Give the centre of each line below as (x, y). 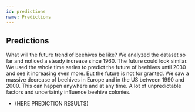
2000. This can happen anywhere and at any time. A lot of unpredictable (94, 86)
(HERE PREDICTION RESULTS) (52, 104)
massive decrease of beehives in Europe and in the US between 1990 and (95, 80)
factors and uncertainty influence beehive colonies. (68, 92)
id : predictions (26, 11)
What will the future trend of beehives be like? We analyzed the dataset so (96, 55)
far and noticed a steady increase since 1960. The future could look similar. (97, 61)
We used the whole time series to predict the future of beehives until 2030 (96, 67)
